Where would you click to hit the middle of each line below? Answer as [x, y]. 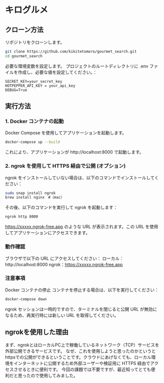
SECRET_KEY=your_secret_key [34, 81]
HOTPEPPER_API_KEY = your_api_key [40, 86]
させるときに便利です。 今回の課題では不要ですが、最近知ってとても [82, 369]
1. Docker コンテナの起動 [35, 121]
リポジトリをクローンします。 [35, 42]
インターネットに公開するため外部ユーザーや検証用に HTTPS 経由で [82, 363]
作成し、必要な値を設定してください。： [58, 72]
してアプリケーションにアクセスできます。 [48, 233]
